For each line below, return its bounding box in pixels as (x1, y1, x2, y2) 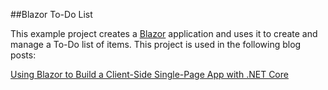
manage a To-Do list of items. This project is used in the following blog (10, 39, 302, 50)
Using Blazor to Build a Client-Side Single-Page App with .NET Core (10, 69, 289, 80)
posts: (10, 49, 37, 61)
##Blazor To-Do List (10, 9, 93, 20)
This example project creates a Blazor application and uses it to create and (10, 28, 318, 39)
